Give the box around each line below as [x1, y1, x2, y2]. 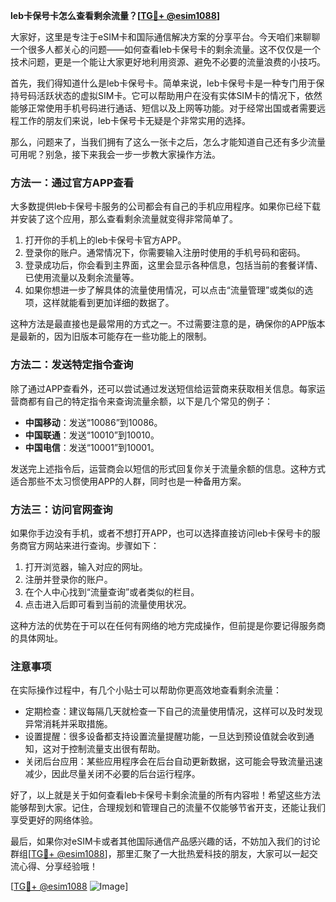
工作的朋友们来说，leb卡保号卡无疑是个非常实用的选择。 [18, 115, 252, 126]
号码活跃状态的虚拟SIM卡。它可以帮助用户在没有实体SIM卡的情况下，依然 [18, 90, 323, 101]
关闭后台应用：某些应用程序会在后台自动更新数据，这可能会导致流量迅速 [24, 755, 323, 768]
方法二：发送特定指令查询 [10, 358, 134, 372]
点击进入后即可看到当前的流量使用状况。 [24, 598, 192, 610]
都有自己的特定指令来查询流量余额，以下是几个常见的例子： [27, 395, 273, 407]
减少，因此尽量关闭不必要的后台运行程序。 [24, 768, 201, 780]
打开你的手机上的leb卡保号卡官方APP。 [24, 234, 187, 246]
